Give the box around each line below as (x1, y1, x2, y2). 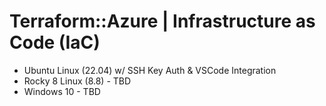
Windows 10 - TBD (23, 85, 101, 97)
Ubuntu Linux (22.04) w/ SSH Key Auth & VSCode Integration (23, 64, 277, 76)
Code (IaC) (9, 31, 101, 54)
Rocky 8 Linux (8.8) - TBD (23, 75, 132, 87)
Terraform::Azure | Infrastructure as (9, 10, 316, 33)
